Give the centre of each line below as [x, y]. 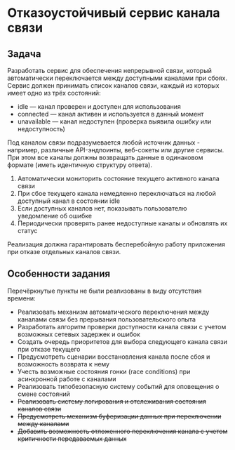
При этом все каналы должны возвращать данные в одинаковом [105, 157]
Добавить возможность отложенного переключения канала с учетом [122, 431]
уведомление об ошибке [55, 216]
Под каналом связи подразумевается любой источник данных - [104, 143]
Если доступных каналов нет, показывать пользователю [102, 208]
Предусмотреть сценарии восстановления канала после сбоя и [114, 357]
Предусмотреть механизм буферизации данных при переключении [119, 416]
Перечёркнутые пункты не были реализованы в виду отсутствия [105, 291]
